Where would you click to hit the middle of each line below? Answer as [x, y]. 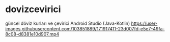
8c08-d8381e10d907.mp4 [32, 34]
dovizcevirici [33, 9]
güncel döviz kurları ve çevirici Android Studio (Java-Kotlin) [68, 23]
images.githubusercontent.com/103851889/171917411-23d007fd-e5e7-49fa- [85, 28]
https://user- [144, 23]
